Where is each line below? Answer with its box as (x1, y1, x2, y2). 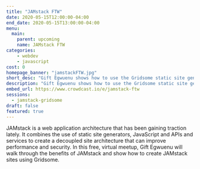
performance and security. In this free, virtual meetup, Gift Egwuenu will (6, 143, 183, 151)
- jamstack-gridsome (11, 97, 62, 103)
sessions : (6, 92, 31, 98)
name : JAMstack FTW (17, 42, 65, 48)
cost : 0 (6, 64, 26, 70)
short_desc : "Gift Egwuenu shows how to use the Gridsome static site (6, 75, 185, 81)
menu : (6, 25, 20, 32)
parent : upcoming (17, 36, 60, 42)
